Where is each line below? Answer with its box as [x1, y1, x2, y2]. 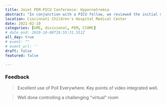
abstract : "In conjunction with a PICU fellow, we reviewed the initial [5, 12, 158, 17]
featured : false [5, 53, 39, 58]
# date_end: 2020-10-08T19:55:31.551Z [5, 30, 85, 35]
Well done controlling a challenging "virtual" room [17, 94, 119, 100]
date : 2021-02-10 [5, 21, 41, 26]
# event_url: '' [5, 44, 39, 49]
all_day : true [5, 35, 35, 40]
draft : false [5, 48, 32, 53]
